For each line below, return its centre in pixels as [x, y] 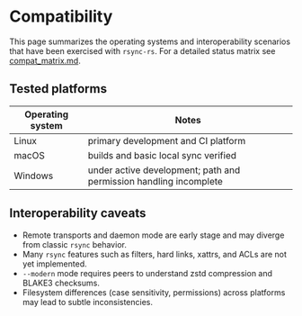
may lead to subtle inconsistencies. [88, 302]
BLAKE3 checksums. [61, 283]
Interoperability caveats [78, 213]
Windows [34, 176]
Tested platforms [58, 89]
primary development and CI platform [167, 140]
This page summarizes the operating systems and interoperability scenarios [150, 41]
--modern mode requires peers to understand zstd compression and [147, 273]
